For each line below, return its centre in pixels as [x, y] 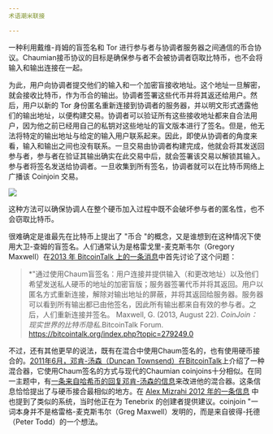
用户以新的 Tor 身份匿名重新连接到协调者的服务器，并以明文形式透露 [137, 105]
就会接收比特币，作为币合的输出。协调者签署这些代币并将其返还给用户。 [129, 95]
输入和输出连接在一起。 [48, 67]
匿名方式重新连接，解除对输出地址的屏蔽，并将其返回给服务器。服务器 [146, 294]
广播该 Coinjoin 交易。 [45, 176]
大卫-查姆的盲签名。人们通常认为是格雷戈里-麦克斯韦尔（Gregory [125, 246]
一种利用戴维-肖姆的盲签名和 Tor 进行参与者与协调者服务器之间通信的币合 [131, 47]
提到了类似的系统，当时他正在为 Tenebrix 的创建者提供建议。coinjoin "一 [136, 401]
